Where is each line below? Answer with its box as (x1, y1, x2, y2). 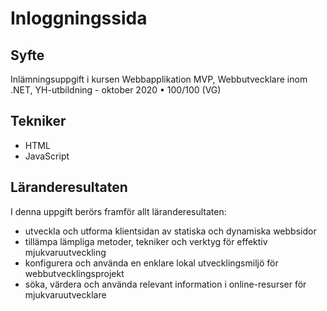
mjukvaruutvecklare (24, 288, 107, 301)
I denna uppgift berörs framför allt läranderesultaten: (10, 205, 227, 217)
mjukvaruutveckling (24, 246, 107, 258)
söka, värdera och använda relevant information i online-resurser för (24, 278, 307, 290)
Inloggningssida (10, 7, 148, 30)
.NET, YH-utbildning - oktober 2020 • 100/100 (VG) (10, 84, 222, 96)
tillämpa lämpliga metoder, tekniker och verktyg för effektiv (24, 235, 268, 247)
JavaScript (24, 150, 70, 162)
